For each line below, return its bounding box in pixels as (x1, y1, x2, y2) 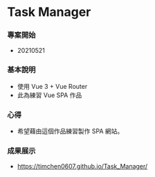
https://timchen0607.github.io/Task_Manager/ (17, 162, 148, 171)
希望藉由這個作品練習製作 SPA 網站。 (17, 127, 124, 135)
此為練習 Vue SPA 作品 (17, 91, 82, 99)
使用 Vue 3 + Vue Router (17, 82, 88, 90)
